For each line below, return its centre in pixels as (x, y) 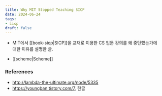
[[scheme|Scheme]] (32, 59)
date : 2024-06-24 (23, 14)
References (19, 72)
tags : (11, 19)
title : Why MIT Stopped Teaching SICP (45, 10)
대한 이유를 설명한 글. (32, 49)
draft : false (18, 28)
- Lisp (12, 24)
